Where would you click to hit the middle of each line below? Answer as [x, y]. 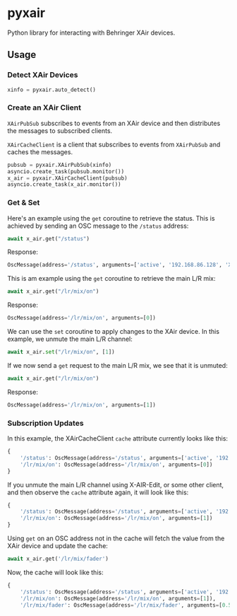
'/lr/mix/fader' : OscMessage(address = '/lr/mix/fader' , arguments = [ [121, 605]
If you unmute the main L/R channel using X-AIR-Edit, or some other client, [116, 484]
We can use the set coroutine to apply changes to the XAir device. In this [114, 332]
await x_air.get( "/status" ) [49, 238]
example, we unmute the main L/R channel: [70, 339]
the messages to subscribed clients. [60, 130]
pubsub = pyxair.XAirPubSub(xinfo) [60, 165]
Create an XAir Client [44, 107]
